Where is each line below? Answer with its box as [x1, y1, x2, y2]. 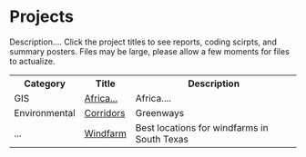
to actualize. [9, 55, 56, 66]
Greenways [135, 106, 185, 119]
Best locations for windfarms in [135, 121, 269, 133]
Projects [9, 6, 75, 27]
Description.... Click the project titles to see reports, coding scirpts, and [9, 36, 278, 47]
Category [24, 77, 66, 90]
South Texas [135, 132, 189, 145]
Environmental [14, 106, 76, 119]
